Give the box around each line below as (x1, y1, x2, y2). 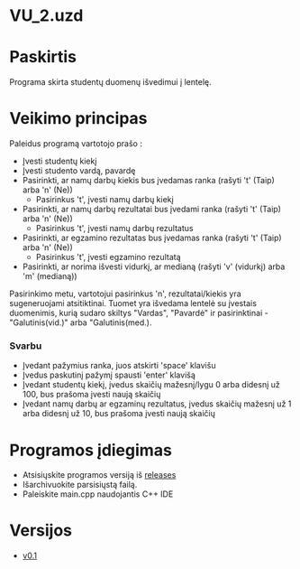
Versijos (9, 520, 72, 541)
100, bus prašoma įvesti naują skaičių (22, 389, 161, 400)
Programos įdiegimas (9, 440, 173, 461)
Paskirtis (9, 47, 77, 68)
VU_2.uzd (9, 5, 84, 26)
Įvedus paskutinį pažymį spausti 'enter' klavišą (22, 369, 196, 380)
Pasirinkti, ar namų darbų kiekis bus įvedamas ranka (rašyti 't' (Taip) (22, 175, 275, 186)
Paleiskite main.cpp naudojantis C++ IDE (22, 489, 174, 499)
